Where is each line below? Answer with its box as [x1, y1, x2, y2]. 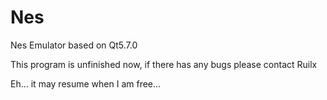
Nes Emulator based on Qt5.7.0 [10, 39, 138, 51]
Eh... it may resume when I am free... [10, 77, 162, 90]
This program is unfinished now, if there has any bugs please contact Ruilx [10, 58, 318, 70]
